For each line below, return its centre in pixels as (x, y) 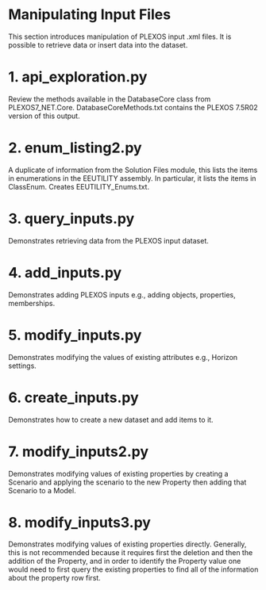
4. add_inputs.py (65, 272)
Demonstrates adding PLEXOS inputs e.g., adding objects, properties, (122, 294)
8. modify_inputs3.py (79, 522)
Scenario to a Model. (42, 490)
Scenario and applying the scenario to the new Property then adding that (127, 482)
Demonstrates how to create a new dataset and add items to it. (111, 420)
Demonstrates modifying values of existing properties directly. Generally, (127, 544)
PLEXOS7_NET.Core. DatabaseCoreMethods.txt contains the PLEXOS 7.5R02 (133, 107)
